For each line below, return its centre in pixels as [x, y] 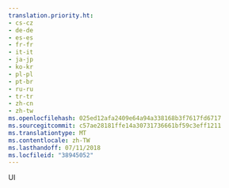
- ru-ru [21, 89]
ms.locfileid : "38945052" [51, 155]
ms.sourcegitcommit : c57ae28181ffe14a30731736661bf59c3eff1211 [115, 126]
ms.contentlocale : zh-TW [49, 140]
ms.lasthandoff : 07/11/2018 [55, 148]
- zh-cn [21, 103]
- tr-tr [21, 96]
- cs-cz [21, 23]
